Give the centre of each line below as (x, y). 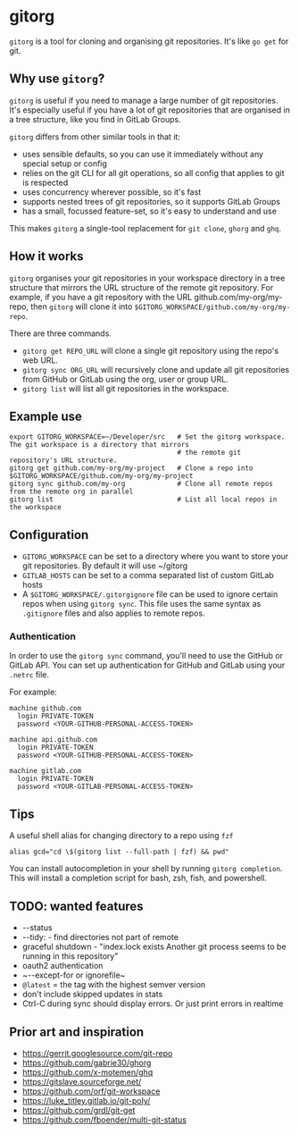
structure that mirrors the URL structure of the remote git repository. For (141, 287)
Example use (46, 416)
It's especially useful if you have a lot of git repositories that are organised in (149, 110)
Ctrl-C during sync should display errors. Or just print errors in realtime (153, 1004)
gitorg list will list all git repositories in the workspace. (125, 388)
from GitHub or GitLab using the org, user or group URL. (125, 379)
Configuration (49, 535)
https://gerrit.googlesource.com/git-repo (97, 1053)
